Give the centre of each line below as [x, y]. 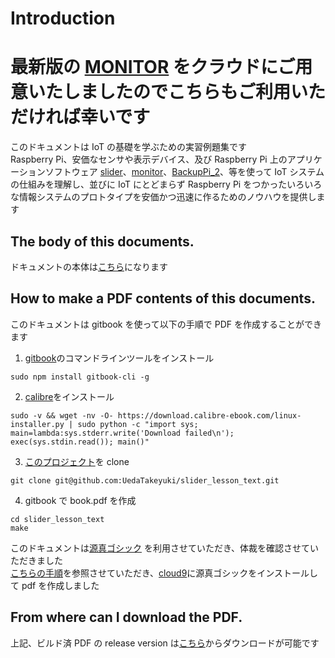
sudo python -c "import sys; [138, 424]
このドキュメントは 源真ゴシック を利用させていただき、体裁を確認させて [160, 548]
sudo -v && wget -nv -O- [62, 415]
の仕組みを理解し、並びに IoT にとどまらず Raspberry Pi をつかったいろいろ [166, 184]
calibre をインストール [69, 396]
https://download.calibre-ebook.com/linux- [209, 415]
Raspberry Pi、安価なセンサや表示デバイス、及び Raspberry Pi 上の [149, 159]
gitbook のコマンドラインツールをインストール [119, 358]
